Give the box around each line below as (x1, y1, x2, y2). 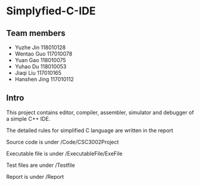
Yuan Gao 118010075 (14, 57, 66, 63)
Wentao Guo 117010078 (14, 50, 73, 57)
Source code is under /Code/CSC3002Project (6, 138, 119, 145)
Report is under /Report (6, 173, 64, 180)
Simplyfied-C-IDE (6, 4, 96, 18)
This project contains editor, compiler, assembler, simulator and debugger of (6, 109, 194, 116)
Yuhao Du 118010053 (14, 63, 67, 70)
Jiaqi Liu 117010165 (14, 69, 61, 76)
